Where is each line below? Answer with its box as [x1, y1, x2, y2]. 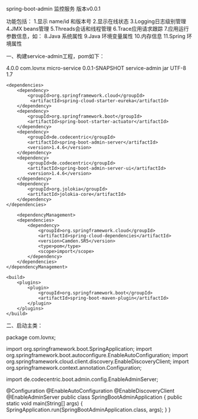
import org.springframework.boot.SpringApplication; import [6, 345, 152, 352]
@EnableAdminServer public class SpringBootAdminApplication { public [6, 393, 183, 401]
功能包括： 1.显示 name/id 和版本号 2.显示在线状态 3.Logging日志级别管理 [6, 18, 186, 25]
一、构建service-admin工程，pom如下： [6, 53, 105, 59]
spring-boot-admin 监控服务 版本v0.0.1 [6, 5, 101, 12]
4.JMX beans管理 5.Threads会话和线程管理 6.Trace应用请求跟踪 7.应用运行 [6, 26, 189, 32]
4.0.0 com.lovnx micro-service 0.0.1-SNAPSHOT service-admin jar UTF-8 [6, 65, 186, 71]
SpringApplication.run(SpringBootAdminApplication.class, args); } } [6, 406, 171, 413]
